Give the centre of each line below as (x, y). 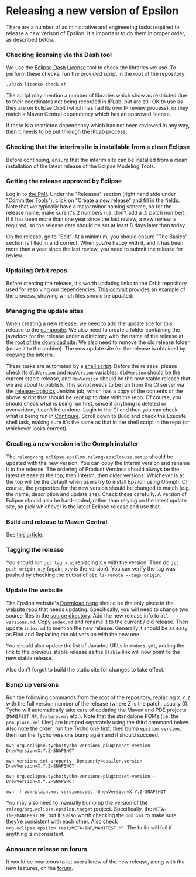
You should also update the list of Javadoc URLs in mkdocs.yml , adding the (95, 645)
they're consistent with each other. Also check (62, 821)
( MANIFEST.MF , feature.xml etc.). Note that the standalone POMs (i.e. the (92, 716)
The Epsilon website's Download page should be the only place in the (90, 603)
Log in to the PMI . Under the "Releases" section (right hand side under (91, 194)
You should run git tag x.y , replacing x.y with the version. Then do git (92, 562)
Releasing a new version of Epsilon (92, 11)
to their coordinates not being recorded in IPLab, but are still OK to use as (94, 102)
